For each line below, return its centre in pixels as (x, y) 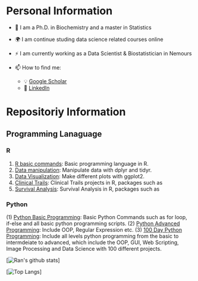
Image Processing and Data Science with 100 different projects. (84, 249)
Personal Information (59, 11)
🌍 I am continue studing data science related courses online (89, 39)
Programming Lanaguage (54, 134)
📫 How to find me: (38, 67)
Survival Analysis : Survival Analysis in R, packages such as (87, 189)
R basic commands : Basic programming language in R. (81, 163)
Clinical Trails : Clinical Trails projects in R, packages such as (89, 182)
